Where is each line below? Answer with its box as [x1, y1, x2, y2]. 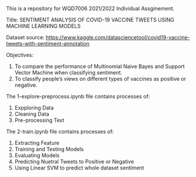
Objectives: [6, 52, 34, 58]
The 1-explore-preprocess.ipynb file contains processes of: [6, 93, 150, 100]
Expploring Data [14, 104, 54, 111]
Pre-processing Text [14, 117, 65, 124]
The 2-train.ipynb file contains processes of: [6, 128, 114, 135]
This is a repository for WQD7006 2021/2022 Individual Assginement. [6, 5, 175, 12]
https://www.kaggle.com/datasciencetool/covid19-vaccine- [45, 34, 190, 40]
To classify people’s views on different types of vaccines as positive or [14, 76, 187, 82]
